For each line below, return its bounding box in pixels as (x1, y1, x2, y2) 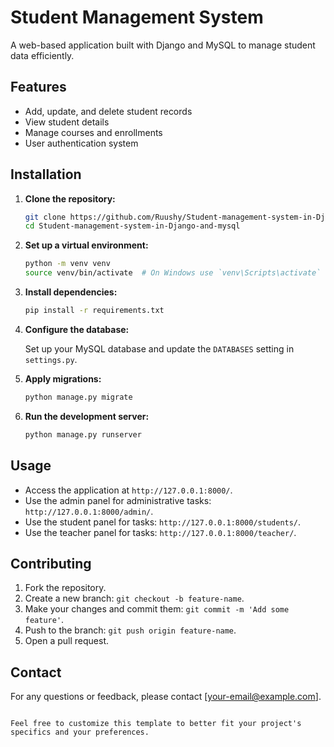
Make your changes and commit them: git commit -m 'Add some (24, 603, 290, 615)
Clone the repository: (24, 192, 116, 205)
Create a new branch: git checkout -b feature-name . (24, 592, 245, 605)
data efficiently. (10, 49, 75, 61)
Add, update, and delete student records (24, 105, 193, 117)
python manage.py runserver (24, 429, 142, 440)
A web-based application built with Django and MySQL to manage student (10, 39, 316, 51)
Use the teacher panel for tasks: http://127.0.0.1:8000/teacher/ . (24, 526, 297, 538)
